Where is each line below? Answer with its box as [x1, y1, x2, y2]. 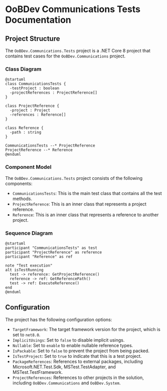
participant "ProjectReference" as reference [5, 249, 102, 255]
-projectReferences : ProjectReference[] [10, 90, 98, 95]
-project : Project [10, 108, 51, 113]
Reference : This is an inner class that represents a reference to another [12, 212, 159, 218]
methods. [12, 195, 33, 202]
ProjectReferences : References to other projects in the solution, [12, 374, 144, 380]
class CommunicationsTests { [5, 82, 66, 87]
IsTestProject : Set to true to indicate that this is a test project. [12, 353, 142, 359]
